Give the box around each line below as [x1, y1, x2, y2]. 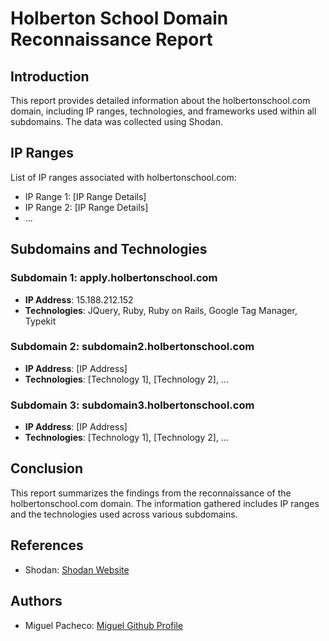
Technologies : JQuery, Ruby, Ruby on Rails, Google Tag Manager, [24, 304, 298, 316]
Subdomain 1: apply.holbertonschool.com [10, 271, 218, 285]
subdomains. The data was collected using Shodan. [10, 116, 223, 127]
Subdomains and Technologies [10, 241, 208, 258]
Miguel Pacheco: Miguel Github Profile [24, 619, 184, 631]
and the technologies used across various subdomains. [10, 508, 238, 520]
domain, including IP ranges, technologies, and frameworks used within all [10, 105, 317, 117]
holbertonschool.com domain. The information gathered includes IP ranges [10, 497, 320, 509]
